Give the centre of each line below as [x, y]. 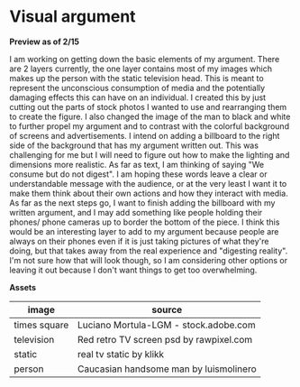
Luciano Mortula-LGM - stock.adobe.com [166, 325]
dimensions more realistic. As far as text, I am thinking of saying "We [137, 164]
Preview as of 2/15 [44, 41]
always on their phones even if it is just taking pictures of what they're [139, 241]
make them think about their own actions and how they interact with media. [149, 193]
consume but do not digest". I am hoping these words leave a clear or [138, 174]
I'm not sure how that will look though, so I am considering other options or [149, 260]
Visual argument [73, 17]
